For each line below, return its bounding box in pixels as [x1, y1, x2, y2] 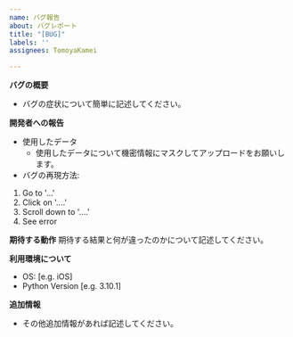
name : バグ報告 [9, 12, 61, 22]
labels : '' [9, 37, 50, 47]
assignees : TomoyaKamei [9, 46, 98, 55]
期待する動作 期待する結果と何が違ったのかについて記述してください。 [9, 234, 269, 245]
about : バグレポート [9, 21, 77, 30]
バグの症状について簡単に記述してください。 [21, 99, 186, 110]
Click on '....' [21, 197, 68, 208]
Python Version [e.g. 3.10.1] [21, 281, 122, 292]
